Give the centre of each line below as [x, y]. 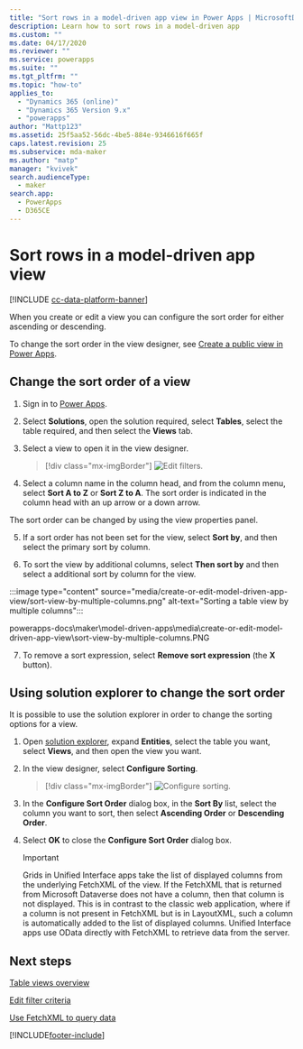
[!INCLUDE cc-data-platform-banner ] [79, 299]
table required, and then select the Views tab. [108, 430]
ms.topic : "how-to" [46, 85]
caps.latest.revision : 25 [58, 143]
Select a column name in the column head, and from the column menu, [154, 483]
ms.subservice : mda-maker [58, 152]
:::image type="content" [54, 591]
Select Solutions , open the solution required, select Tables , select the [152, 421]
